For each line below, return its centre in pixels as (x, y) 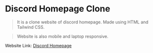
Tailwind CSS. (31, 27)
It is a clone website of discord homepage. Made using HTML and (83, 22)
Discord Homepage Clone (58, 9)
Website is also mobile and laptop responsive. (62, 36)
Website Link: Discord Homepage (38, 45)
